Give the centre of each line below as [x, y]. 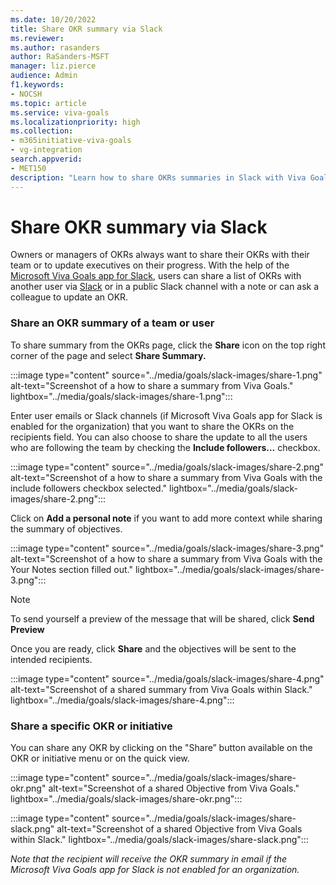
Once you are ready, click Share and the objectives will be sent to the [153, 648]
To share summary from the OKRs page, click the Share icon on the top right [168, 345]
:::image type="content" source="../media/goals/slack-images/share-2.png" [167, 467]
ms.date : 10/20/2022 [53, 19]
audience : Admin [44, 76]
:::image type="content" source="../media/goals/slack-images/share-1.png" [166, 375]
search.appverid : [46, 159]
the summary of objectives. [66, 528]
